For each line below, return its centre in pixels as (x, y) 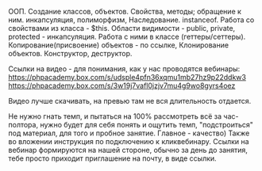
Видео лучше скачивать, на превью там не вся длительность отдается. (130, 101)
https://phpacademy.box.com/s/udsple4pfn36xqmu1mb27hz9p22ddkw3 (127, 77)
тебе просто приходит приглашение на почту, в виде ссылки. (112, 158)
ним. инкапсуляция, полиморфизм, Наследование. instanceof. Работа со (131, 20)
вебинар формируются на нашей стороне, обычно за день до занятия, (128, 150)
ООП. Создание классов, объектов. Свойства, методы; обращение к (125, 11)
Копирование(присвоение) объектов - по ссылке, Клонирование (118, 45)
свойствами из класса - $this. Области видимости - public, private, (122, 28)
